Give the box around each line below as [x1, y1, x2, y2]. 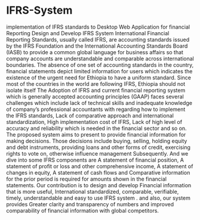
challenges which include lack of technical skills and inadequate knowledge [6, 99, 193, 106]
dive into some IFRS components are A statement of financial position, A [6, 156, 184, 163]
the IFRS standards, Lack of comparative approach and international [6, 111, 174, 119]
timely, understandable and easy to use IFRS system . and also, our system [6, 194, 191, 202]
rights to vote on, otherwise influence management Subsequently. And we [6, 150, 189, 157]
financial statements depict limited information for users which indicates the [6, 67, 193, 75]
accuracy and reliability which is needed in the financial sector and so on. [6, 125, 187, 132]
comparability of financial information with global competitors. [6, 207, 159, 214]
